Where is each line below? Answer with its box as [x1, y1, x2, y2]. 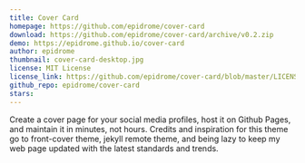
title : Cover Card [9, 13, 79, 23]
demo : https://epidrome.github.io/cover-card [9, 38, 184, 48]
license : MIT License [9, 64, 92, 73]
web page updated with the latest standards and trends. [9, 142, 220, 154]
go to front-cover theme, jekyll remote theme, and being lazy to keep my [9, 133, 280, 144]
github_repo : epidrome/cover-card [9, 81, 141, 90]
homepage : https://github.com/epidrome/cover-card [9, 22, 205, 31]
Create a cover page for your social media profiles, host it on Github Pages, [9, 114, 291, 125]
